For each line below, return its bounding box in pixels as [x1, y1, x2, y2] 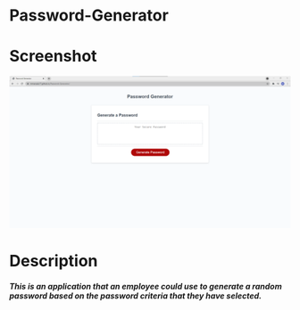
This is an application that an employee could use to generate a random [9, 281, 283, 291]
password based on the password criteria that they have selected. [9, 290, 262, 301]
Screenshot [9, 46, 97, 67]
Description [9, 250, 98, 271]
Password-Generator [9, 5, 170, 26]
